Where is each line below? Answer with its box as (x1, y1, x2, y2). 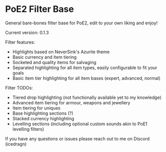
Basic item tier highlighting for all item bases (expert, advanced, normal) (12, 75, 161, 81)
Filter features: (5, 39, 35, 45)
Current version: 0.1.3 (5, 29, 49, 35)
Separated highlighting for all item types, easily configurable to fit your (12, 65, 158, 71)
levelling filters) (12, 126, 44, 132)
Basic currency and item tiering (12, 54, 77, 60)
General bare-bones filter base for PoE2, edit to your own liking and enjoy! (5, 20, 158, 26)
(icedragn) (5, 141, 27, 147)
